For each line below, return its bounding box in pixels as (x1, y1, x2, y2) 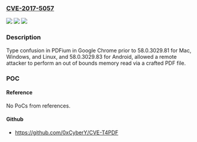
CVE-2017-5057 (6, 4, 55, 12)
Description (6, 33, 41, 42)
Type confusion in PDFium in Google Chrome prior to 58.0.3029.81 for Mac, (6, 46, 192, 54)
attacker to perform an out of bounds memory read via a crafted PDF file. (6, 59, 186, 67)
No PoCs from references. (6, 102, 70, 109)
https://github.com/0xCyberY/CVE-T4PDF (14, 129, 119, 136)
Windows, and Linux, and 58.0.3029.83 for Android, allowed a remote (6, 53, 177, 60)
